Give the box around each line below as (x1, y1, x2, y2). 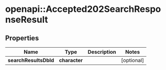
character (59, 57, 83, 64)
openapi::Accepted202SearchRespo (5, 3, 161, 15)
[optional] (121, 57, 144, 64)
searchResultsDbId (8, 57, 54, 64)
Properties (5, 34, 39, 42)
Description (87, 49, 116, 55)
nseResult (5, 14, 48, 25)
